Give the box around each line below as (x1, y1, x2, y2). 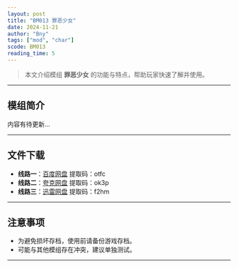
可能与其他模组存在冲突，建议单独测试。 (17, 245, 136, 254)
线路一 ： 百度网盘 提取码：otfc (17, 169, 106, 178)
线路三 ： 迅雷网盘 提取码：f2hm (17, 187, 110, 196)
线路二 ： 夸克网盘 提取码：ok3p (17, 178, 110, 186)
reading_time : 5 (7, 50, 55, 57)
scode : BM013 (7, 43, 46, 50)
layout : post (7, 10, 46, 18)
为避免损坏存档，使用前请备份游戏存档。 (17, 237, 136, 245)
